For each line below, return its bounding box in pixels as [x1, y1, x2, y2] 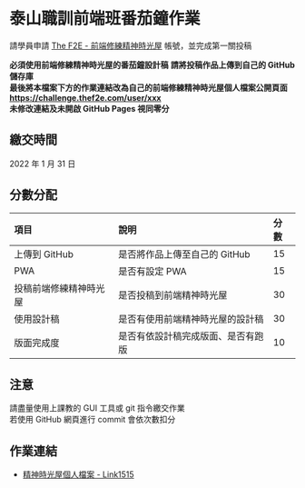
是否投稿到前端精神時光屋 [117, 288, 228, 301]
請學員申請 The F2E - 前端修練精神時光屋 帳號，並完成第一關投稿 [9, 40, 252, 51]
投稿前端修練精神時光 [14, 282, 106, 294]
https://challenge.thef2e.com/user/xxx [9, 92, 162, 103]
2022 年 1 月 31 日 [9, 158, 76, 169]
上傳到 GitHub [14, 247, 74, 260]
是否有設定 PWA [117, 264, 188, 277]
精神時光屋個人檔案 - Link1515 [22, 469, 134, 480]
